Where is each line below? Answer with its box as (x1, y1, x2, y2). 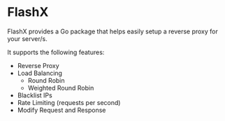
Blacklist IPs (17, 91, 52, 99)
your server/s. (7, 34, 48, 42)
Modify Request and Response (17, 106, 106, 114)
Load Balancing (17, 69, 63, 77)
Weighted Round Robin (27, 83, 94, 92)
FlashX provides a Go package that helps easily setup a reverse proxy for (7, 27, 219, 35)
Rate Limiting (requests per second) (17, 98, 121, 106)
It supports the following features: (7, 48, 105, 56)
